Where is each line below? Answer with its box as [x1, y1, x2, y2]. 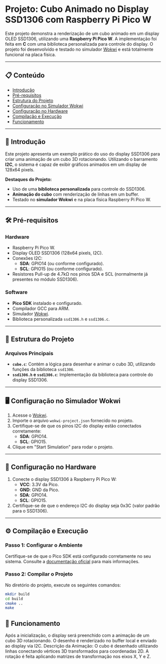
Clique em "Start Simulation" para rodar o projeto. [12, 444, 114, 450]
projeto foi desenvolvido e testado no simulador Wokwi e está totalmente [5, 46, 154, 52]
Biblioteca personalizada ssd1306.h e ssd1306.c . [12, 316, 110, 322]
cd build [5, 596, 23, 601]
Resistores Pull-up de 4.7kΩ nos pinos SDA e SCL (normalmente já [12, 271, 148, 277]
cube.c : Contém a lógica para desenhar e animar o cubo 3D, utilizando [12, 361, 156, 367]
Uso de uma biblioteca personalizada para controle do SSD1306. [12, 186, 146, 192]
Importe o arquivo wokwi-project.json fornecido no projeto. [12, 418, 134, 424]
